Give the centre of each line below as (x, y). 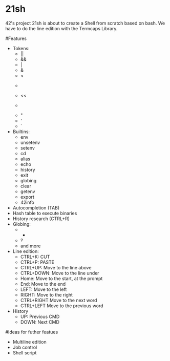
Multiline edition (30, 342)
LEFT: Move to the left (44, 289)
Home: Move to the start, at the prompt (61, 278)
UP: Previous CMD (40, 316)
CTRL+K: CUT (35, 257)
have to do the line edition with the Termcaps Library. (61, 28)
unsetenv (30, 142)
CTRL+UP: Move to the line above (56, 267)
